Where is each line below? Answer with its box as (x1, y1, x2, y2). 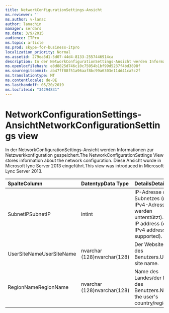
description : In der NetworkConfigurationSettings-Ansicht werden (5, 59, 147, 64)
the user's (134, 293, 158, 300)
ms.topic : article (5, 40, 44, 45)
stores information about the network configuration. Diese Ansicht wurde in (5, 157, 161, 164)
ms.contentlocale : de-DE (5, 78, 57, 83)
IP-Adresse (134, 189, 162, 196)
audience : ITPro (5, 36, 39, 41)
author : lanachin (5, 21, 42, 27)
